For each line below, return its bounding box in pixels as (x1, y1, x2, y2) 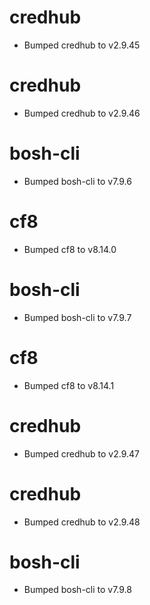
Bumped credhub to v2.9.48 (23, 516, 141, 528)
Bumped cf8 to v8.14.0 (23, 243, 117, 255)
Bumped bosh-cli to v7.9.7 (23, 311, 132, 323)
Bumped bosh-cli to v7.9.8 (23, 584, 132, 596)
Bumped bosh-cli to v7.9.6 (23, 175, 132, 187)
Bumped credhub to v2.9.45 (23, 39, 141, 51)
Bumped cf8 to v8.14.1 (23, 379, 115, 391)
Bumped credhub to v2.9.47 (23, 447, 141, 460)
